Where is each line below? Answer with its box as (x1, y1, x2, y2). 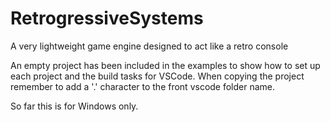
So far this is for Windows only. (10, 100, 139, 112)
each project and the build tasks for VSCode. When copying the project (10, 70, 305, 82)
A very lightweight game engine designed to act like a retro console (10, 40, 289, 52)
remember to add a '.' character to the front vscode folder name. (10, 80, 276, 92)
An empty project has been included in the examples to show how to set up (10, 59, 321, 71)
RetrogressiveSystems (10, 7, 204, 30)
